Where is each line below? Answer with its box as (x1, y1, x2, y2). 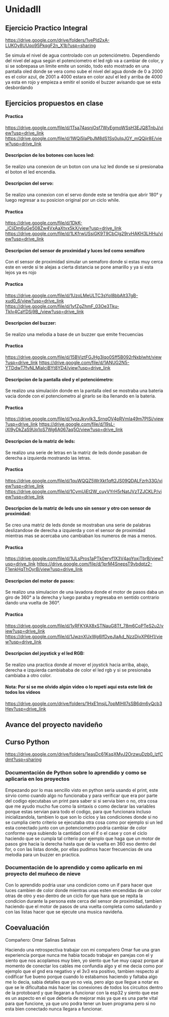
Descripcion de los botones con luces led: (5, 152, 95, 158)
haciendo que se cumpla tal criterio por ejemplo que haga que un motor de (5, 835, 160, 842)
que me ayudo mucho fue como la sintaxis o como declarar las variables (5, 803, 155, 809)
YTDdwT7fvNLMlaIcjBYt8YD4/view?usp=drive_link (5, 365, 111, 371)
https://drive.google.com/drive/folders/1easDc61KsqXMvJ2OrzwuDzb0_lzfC (5, 751, 163, 757)
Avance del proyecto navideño (5, 721, 103, 729)
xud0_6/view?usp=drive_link (5, 297, 64, 304)
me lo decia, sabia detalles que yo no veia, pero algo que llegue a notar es (5, 979, 159, 985)
